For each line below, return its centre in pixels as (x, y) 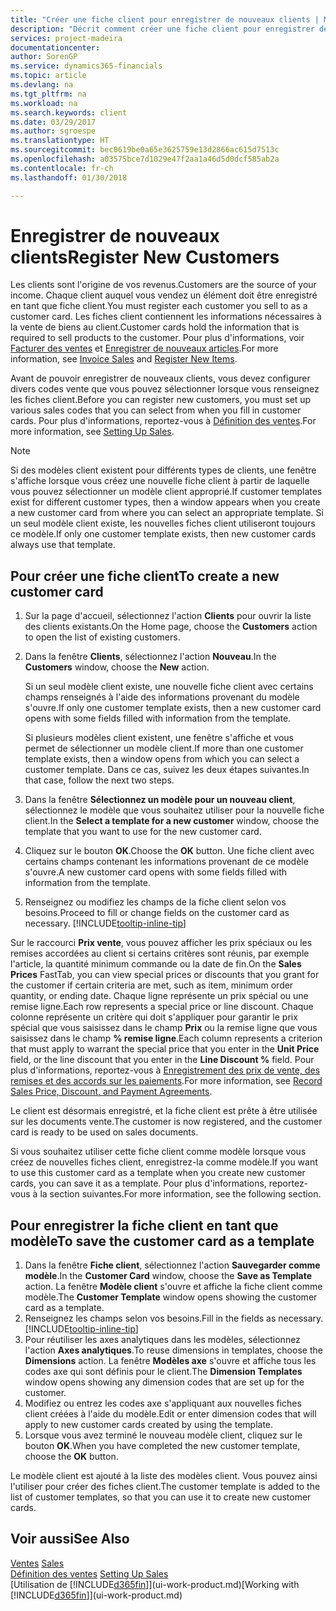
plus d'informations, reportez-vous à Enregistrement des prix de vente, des (165, 1070)
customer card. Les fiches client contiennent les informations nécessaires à (166, 317)
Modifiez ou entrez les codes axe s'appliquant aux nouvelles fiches (163, 1403)
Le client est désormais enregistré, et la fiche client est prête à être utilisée (164, 1111)
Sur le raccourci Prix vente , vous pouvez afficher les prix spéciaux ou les (161, 943)
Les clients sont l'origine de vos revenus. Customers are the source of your (163, 285)
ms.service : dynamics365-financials (86, 66)
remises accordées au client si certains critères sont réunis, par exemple (160, 953)
